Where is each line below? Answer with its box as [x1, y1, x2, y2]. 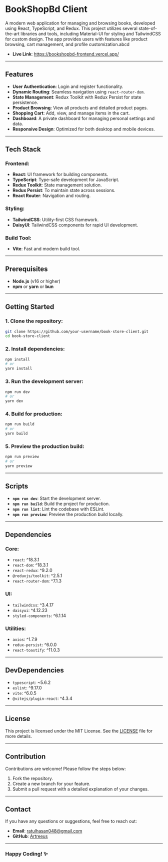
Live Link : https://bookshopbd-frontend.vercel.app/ [12, 51, 119, 57]
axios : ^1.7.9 [12, 636, 37, 642]
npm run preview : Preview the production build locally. [12, 511, 124, 517]
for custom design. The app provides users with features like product [5, 36, 147, 42]
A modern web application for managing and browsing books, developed [5, 20, 155, 26]
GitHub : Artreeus [12, 833, 48, 839]
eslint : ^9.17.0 [12, 684, 42, 690]
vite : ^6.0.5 [12, 690, 36, 696]
